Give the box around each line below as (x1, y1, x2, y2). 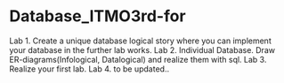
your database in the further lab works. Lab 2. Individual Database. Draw (9, 44, 276, 55)
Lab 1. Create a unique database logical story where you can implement (9, 35, 272, 46)
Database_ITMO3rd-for (9, 6, 186, 26)
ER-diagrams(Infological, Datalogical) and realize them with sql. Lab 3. (9, 54, 267, 64)
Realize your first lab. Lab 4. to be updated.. (9, 64, 170, 74)
